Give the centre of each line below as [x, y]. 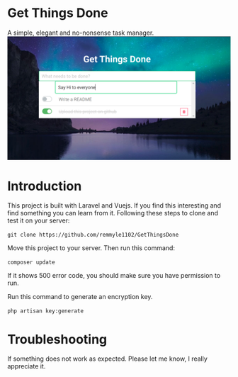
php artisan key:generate [45, 311]
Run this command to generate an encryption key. [80, 297]
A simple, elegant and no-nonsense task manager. [81, 33]
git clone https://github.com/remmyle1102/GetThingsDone [93, 235]
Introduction [45, 186]
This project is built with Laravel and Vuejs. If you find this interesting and [114, 206]
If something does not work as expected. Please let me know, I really [107, 359]
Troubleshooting [57, 339]
